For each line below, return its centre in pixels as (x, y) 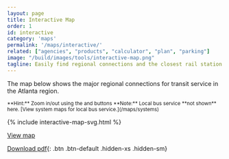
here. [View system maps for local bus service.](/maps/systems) (83, 109)
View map (21, 135)
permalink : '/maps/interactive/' (55, 45)
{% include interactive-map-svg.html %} (64, 122)
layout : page (26, 13)
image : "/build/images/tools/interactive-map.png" (81, 58)
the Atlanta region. (33, 91)
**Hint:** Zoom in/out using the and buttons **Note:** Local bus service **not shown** (112, 103)
